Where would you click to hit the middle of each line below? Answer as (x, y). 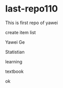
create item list (21, 32)
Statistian (15, 52)
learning (14, 61)
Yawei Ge (15, 42)
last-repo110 (31, 9)
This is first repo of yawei (31, 23)
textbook (14, 71)
